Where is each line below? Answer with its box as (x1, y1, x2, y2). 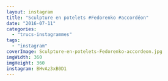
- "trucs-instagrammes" (12, 32, 72, 38)
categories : (6, 26, 37, 32)
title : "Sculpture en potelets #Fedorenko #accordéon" (6, 15, 149, 21)
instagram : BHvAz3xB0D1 (6, 65, 67, 72)
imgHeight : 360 (6, 60, 45, 66)
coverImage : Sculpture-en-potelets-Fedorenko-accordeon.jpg (6, 49, 163, 55)
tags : (6, 37, 20, 43)
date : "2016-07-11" (6, 20, 56, 26)
